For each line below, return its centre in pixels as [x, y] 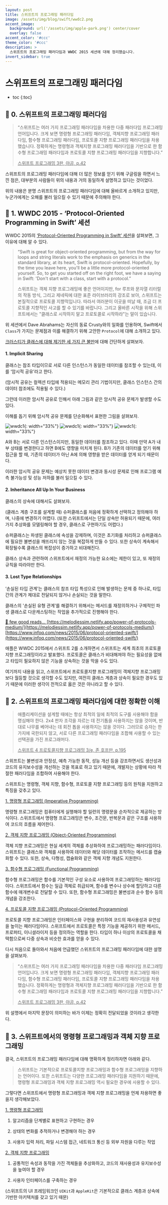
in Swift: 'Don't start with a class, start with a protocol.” [74, 278]
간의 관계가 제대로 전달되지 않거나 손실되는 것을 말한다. [59, 595]
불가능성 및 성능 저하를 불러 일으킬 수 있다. [52, 478]
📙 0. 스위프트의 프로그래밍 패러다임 [56, 114]
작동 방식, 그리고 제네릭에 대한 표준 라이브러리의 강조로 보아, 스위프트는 [92, 295]
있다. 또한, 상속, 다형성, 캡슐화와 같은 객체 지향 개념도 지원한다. [81, 858]
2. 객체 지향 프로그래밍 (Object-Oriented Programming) [61, 835]
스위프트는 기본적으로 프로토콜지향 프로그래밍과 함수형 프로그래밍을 [83, 1070]
